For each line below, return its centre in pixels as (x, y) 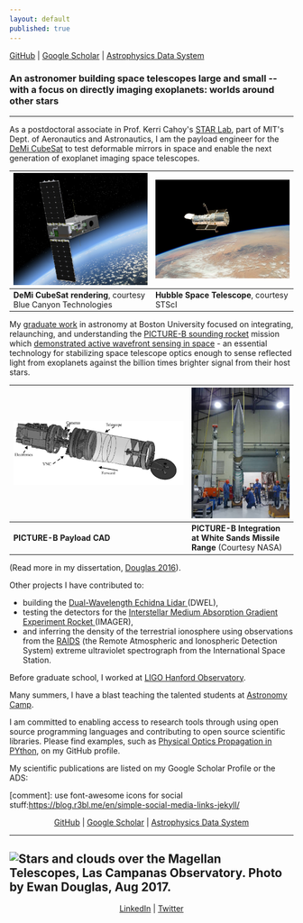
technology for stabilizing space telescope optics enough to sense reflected (151, 353)
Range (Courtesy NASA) (237, 548)
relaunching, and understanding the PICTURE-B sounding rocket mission (145, 334)
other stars (34, 101)
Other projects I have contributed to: (77, 585)
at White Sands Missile (236, 538)
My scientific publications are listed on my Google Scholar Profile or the (142, 768)
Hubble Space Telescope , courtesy (221, 295)
